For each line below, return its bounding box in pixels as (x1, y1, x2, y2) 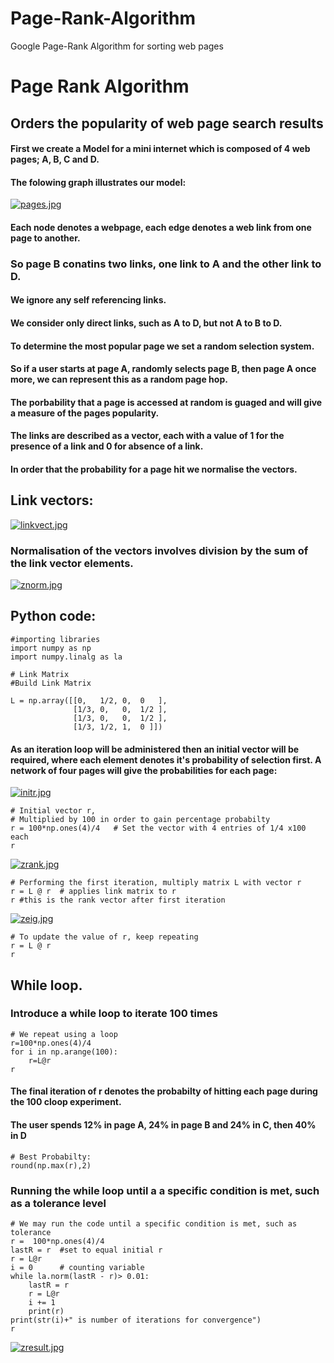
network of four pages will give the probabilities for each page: (10, 764, 278, 776)
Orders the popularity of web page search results (10, 115, 324, 132)
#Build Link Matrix (10, 678, 92, 688)
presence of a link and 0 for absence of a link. (10, 440, 204, 452)
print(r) (28, 1306, 65, 1316)
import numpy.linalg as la (10, 652, 123, 662)
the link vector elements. (10, 556, 134, 570)
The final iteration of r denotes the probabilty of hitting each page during (10, 1085, 318, 1097)
